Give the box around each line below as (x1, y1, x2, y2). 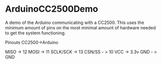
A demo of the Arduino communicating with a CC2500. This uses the (5, 20, 144, 25)
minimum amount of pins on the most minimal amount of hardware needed (5, 24, 156, 30)
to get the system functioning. (5, 30, 66, 36)
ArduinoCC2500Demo (5, 3, 98, 15)
